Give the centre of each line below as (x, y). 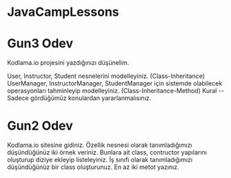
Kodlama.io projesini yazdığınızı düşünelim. (68, 63)
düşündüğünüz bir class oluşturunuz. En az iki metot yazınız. (93, 167)
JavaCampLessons (63, 12)
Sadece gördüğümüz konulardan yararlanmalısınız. (79, 98)
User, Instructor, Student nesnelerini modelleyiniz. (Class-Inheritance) (106, 76)
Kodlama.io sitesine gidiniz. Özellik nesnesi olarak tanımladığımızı (100, 145)
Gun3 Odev (40, 44)
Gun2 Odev (40, 126)
